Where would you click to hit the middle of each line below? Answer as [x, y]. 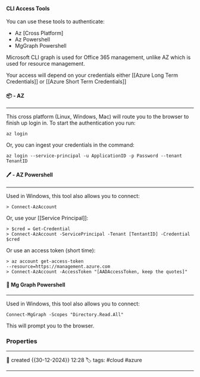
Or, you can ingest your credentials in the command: [71, 145]
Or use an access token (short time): [51, 250]
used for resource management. [46, 64]
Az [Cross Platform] [39, 33]
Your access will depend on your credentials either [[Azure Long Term [92, 75]
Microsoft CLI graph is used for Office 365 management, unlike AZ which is [99, 57]
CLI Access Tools [28, 8]
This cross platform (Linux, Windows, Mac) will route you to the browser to [98, 117]
